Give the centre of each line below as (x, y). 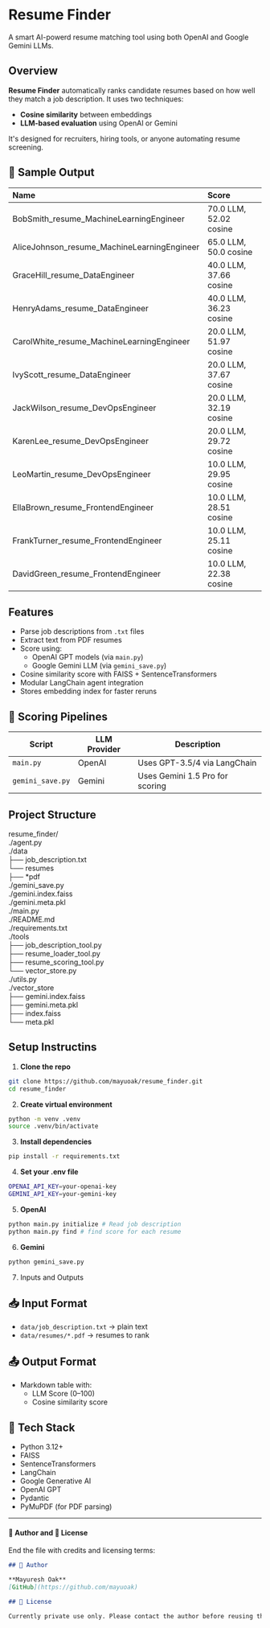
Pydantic (35, 1498)
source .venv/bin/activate (53, 1126)
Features (31, 612)
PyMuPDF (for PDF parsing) (66, 1507)
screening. (26, 147)
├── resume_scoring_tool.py (56, 962)
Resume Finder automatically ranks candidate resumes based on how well (132, 90)
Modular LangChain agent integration (82, 683)
